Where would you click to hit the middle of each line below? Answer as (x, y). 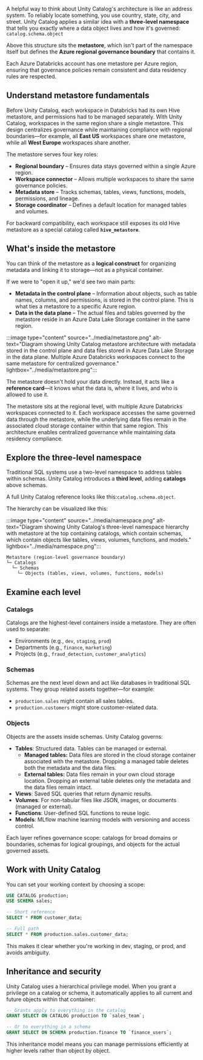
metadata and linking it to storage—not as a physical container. (85, 269)
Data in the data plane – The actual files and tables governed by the (100, 313)
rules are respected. (31, 76)
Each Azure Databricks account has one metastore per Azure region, (92, 64)
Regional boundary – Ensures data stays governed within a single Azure (105, 166)
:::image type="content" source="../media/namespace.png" (81, 521)
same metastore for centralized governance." (63, 363)
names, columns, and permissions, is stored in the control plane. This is (104, 300)
